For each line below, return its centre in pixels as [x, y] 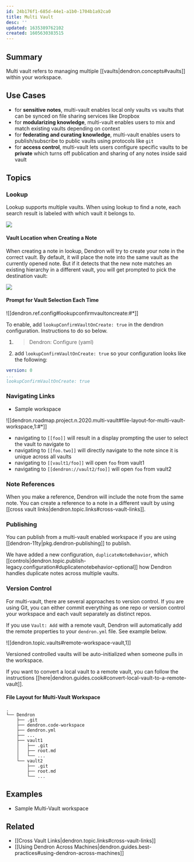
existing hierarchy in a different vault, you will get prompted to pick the [91, 269]
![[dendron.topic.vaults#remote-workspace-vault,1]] [69, 643]
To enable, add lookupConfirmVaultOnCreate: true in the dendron [85, 324]
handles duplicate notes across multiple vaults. [63, 573]
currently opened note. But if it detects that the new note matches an [89, 263]
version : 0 [19, 370]
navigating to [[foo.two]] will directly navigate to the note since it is [96, 450]
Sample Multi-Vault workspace [51, 808]
